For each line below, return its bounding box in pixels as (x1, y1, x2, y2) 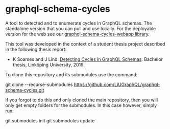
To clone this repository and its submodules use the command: (5, 71, 138, 77)
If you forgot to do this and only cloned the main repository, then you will (5, 97, 158, 103)
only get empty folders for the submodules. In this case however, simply (5, 102, 157, 108)
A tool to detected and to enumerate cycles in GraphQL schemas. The (5, 20, 152, 26)
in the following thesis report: (5, 46, 67, 52)
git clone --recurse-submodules (5, 81, 73, 88)
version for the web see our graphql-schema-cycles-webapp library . (5, 31, 150, 37)
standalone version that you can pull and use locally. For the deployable (5, 25, 156, 31)
